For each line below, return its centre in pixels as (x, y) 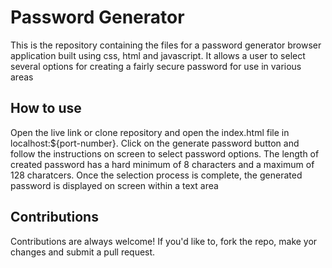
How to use (46, 108)
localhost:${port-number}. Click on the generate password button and (155, 143)
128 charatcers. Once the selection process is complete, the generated (156, 175)
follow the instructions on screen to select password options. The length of (165, 153)
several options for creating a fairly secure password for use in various (156, 66)
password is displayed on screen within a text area (114, 185)
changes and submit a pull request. (83, 252)
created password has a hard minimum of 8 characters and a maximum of (162, 164)
